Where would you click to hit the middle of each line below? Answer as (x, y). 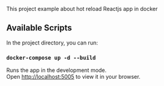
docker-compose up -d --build (51, 58)
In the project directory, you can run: (52, 43)
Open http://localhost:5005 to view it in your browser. (73, 77)
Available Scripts (39, 28)
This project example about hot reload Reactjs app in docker (82, 9)
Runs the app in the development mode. (56, 70)
